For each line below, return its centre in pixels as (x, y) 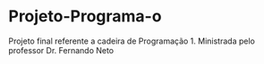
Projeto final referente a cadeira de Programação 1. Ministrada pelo (132, 41)
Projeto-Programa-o (85, 16)
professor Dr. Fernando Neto (61, 50)
